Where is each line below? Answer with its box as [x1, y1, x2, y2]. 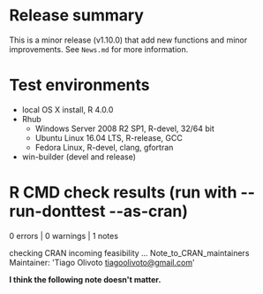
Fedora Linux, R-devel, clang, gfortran [34, 142, 174, 152]
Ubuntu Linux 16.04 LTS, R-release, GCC [34, 132, 183, 143]
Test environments [9, 75, 150, 96]
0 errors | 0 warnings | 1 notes [9, 230, 119, 241]
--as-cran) [109, 201, 188, 221]
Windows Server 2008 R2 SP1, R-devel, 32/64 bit [34, 123, 214, 134]
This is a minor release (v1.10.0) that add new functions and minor [9, 35, 248, 45]
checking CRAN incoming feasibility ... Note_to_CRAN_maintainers [9, 247, 250, 258]
